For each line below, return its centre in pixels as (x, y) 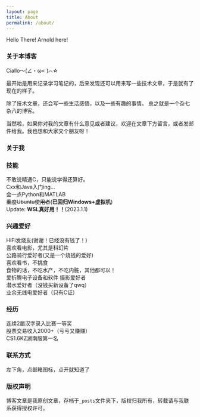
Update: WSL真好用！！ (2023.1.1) (47, 209)
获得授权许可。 (29, 408)
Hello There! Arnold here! (37, 40)
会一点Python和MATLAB (36, 194)
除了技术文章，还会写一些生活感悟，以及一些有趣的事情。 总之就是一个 (93, 103)
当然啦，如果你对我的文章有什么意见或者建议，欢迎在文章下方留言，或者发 (97, 123)
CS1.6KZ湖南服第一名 (32, 338)
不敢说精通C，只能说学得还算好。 (47, 179)
